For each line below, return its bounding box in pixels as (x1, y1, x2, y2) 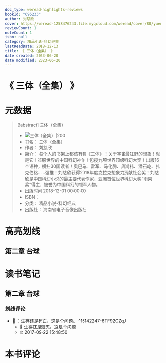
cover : (5, 21, 19, 26)
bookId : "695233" (5, 12, 41, 17)
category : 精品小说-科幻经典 (5, 39, 59, 44)
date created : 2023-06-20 (5, 53, 58, 58)
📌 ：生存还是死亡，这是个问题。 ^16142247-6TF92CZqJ (12, 318, 126, 324)
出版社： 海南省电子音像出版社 (24, 207, 87, 213)
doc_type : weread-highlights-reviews (5, 7, 83, 12)
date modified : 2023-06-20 (5, 58, 61, 63)
